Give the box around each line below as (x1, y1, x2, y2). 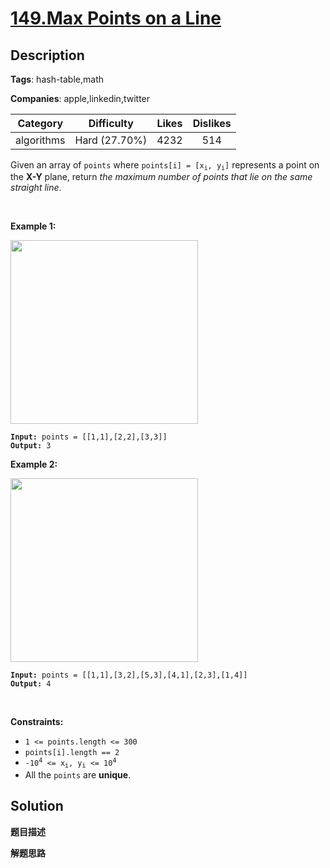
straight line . (10, 182, 62, 194)
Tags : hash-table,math (10, 73, 105, 85)
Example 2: (10, 458, 58, 471)
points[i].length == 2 (24, 748, 120, 758)
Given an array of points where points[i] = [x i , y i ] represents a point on (10, 159, 320, 172)
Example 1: (10, 220, 57, 232)
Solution (10, 798, 64, 815)
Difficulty (88, 117, 134, 130)
